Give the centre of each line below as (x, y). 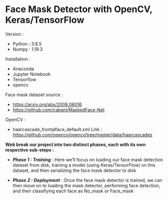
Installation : (18, 59)
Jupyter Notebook (31, 74)
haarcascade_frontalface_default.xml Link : (57, 129)
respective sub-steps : (30, 150)
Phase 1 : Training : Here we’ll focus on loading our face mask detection (88, 160)
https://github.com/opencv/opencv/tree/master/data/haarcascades (82, 134)
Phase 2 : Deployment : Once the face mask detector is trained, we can (88, 180)
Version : (14, 34)
